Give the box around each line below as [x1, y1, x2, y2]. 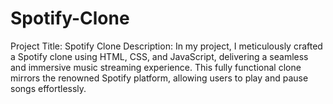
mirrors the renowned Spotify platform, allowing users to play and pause [10, 72, 309, 84]
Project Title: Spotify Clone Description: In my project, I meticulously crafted [10, 40, 323, 52]
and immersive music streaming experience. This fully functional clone [10, 61, 302, 73]
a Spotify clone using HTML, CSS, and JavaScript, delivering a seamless [10, 50, 309, 62]
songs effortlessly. [10, 82, 87, 94]
